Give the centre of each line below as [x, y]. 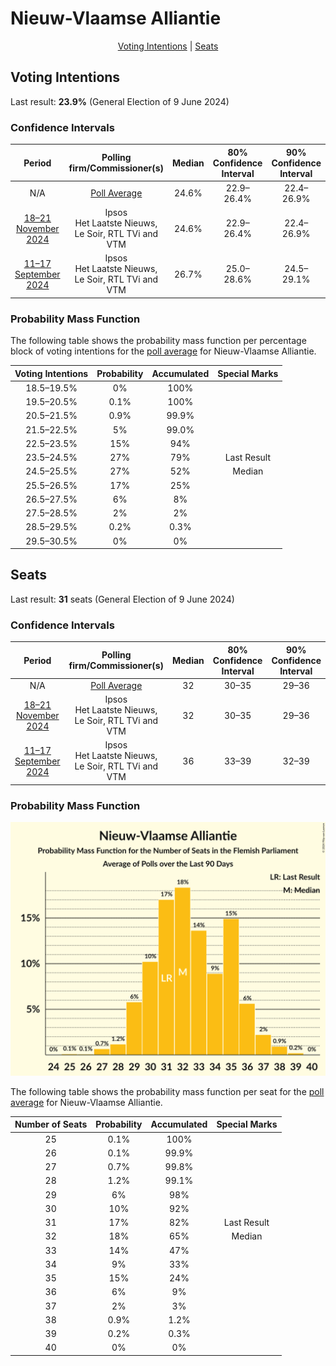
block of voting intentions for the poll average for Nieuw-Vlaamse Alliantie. [163, 351]
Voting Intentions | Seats [168, 46]
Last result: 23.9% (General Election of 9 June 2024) [120, 101]
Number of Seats [51, 1124]
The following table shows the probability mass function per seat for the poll [167, 1091]
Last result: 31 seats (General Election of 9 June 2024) [122, 599]
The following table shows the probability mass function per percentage [158, 341]
